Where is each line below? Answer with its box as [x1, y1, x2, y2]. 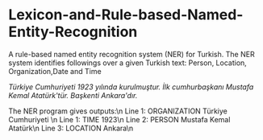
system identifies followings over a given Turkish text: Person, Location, [8, 58, 248, 68]
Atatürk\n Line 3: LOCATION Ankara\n [8, 123, 134, 133]
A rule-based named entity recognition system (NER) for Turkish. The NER [8, 49, 256, 59]
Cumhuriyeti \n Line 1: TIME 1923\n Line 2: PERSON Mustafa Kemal [8, 114, 231, 124]
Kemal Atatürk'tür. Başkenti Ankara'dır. [8, 90, 138, 100]
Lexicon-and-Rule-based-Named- [8, 6, 244, 24]
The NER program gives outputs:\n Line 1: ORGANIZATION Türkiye [8, 106, 228, 116]
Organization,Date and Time [8, 66, 102, 76]
